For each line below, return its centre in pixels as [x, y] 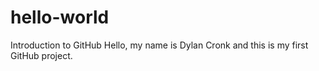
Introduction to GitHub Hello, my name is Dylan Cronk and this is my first [159, 45]
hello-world [60, 17]
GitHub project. [41, 55]
